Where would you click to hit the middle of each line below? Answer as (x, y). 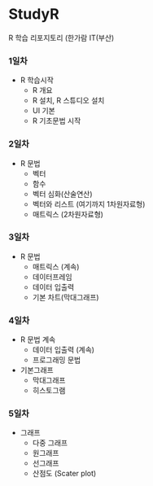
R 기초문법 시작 (57, 121)
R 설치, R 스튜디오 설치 (68, 101)
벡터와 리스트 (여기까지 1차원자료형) (89, 204)
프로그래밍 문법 (57, 360)
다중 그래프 (50, 443)
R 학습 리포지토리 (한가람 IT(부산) (61, 37)
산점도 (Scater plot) (64, 474)
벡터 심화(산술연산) (62, 194)
